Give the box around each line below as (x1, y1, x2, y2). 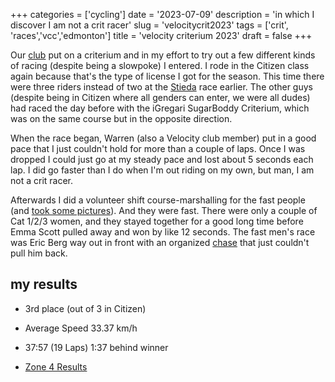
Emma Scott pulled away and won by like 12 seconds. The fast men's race (10, 226, 316, 238)
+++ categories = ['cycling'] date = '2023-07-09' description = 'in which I (10, 9, 315, 20)
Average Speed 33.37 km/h (24, 322, 138, 334)
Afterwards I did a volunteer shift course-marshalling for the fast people (10, 194, 306, 206)
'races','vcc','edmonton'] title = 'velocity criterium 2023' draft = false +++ (10, 30, 313, 41)
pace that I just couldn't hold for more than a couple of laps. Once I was (10, 143, 306, 154)
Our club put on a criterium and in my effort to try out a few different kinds (10, 49, 316, 61)
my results (10, 276, 78, 293)
